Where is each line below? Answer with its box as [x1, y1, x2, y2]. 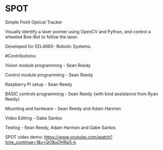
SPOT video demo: [5, 134, 43, 140]
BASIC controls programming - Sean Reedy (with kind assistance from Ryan [5, 91, 158, 97]
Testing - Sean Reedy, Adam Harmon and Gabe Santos [5, 125, 116, 130]
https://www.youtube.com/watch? [44, 134, 113, 140]
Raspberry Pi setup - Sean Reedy [5, 81, 72, 87]
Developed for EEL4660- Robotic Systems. [5, 43, 92, 49]
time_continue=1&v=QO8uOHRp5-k [5, 139, 76, 145]
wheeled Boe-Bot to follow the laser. [5, 34, 78, 40]
